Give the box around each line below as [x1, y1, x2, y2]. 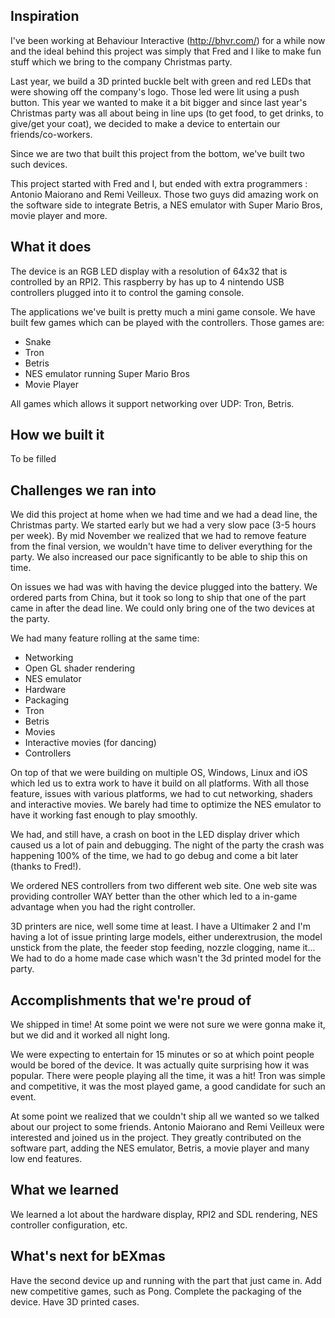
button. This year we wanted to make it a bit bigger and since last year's [10, 96, 308, 108]
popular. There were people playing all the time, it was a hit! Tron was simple [10, 1070, 326, 1082]
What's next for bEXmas [10, 1248, 166, 1265]
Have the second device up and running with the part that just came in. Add [10, 1274, 322, 1286]
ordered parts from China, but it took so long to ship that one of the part [10, 592, 307, 604]
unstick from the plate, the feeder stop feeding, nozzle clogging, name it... [10, 942, 316, 954]
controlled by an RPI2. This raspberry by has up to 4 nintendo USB [10, 275, 285, 288]
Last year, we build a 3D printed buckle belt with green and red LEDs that [10, 75, 312, 87]
